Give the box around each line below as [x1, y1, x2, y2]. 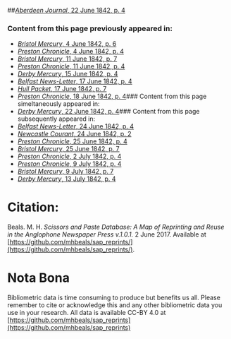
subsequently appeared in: [17, 114, 96, 123]
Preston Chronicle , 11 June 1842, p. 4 [17, 62, 125, 71]
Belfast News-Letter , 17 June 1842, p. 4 [17, 77, 132, 85]
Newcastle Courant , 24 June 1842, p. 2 [17, 130, 132, 138]
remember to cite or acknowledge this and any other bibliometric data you [7, 301, 223, 309]
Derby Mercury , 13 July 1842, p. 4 [17, 174, 116, 183]
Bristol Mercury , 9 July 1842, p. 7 [17, 167, 114, 176]
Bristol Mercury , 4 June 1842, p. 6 [17, 40, 117, 48]
